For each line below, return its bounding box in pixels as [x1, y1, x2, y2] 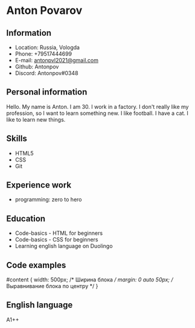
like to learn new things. [6, 116, 66, 123]
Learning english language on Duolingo [14, 243, 113, 250]
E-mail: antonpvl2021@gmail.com [14, 57, 98, 64]
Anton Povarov [6, 4, 83, 18]
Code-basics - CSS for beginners [14, 236, 98, 243]
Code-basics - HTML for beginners [14, 229, 103, 237]
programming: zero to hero [14, 196, 82, 203]
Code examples [6, 260, 66, 270]
